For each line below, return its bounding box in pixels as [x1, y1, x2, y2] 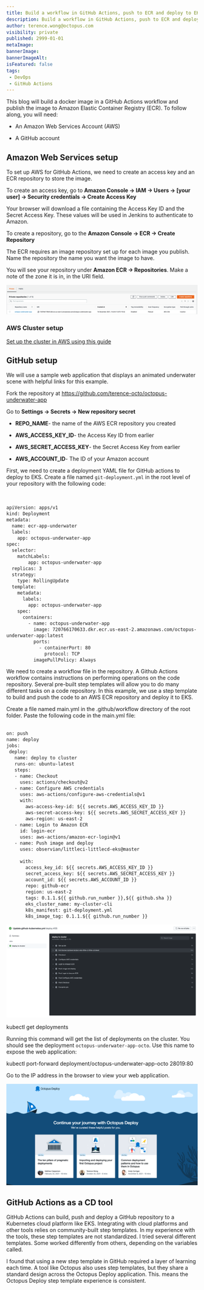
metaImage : [6, 42, 34, 48]
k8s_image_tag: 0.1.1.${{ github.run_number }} [25, 913, 148, 920]
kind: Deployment [6, 511, 50, 517]
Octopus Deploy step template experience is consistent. [6, 1277, 147, 1285]
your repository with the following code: [6, 480, 106, 487]
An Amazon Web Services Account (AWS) [15, 122, 120, 130]
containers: [22, 614, 53, 621]
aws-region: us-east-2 [25, 816, 83, 822]
